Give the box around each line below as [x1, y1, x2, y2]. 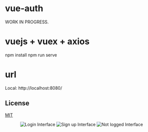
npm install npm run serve [5, 52, 57, 58]
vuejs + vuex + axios [5, 36, 90, 47]
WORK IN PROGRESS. [5, 19, 49, 25]
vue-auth [5, 3, 44, 14]
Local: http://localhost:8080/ [5, 85, 62, 91]
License [5, 99, 30, 107]
